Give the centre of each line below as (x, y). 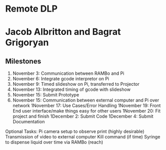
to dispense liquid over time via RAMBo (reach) (54, 142)
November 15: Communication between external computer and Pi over (86, 100)
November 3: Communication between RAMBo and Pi (68, 73)
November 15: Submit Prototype (46, 95)
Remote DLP (31, 9)
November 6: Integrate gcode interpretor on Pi (61, 79)
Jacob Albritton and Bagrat (63, 32)
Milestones (23, 61)
